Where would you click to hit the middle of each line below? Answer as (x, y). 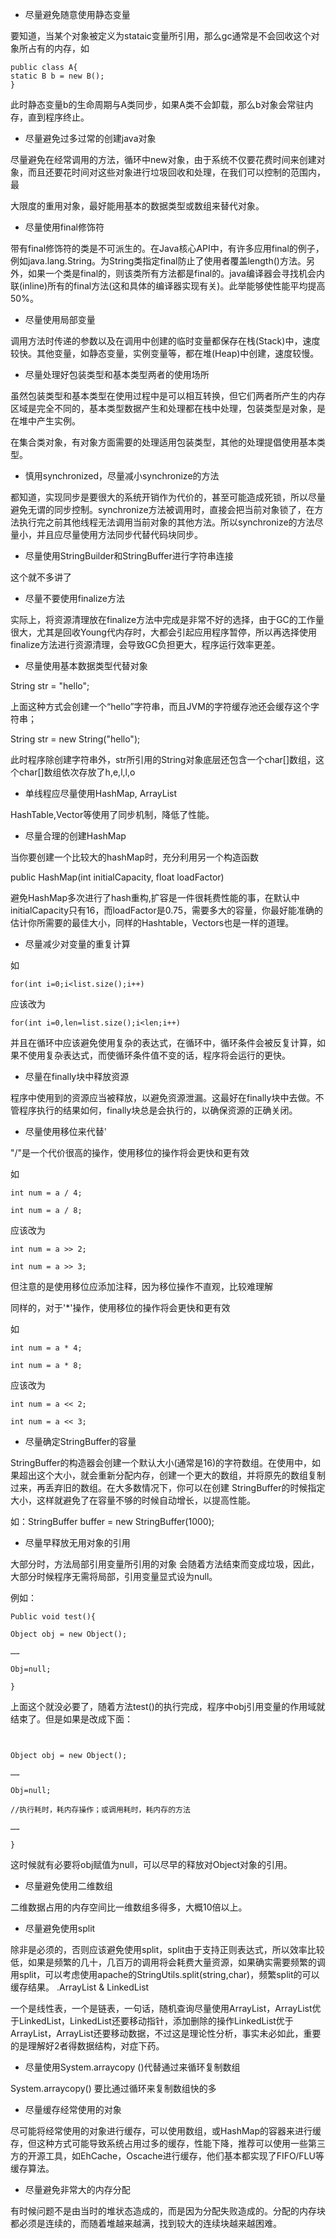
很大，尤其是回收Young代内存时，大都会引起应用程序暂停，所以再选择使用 (163, 632)
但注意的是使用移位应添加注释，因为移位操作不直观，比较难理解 (141, 1286)
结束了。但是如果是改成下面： (71, 1719)
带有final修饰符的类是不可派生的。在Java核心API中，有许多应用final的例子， (167, 248)
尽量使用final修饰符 (64, 227)
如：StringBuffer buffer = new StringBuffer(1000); (112, 1521)
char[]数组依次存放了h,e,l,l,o (77, 772)
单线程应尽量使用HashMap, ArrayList (101, 793)
